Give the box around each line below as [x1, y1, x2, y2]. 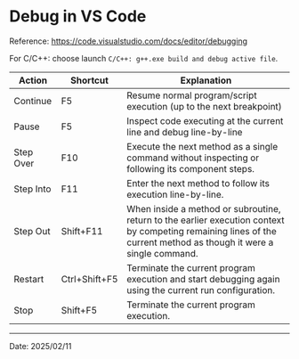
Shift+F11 [61, 224, 103, 237]
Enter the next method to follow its [126, 176, 270, 189]
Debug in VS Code [9, 6, 147, 27]
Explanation [180, 74, 232, 86]
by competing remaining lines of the [126, 224, 278, 237]
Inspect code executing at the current [126, 114, 284, 126]
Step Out [13, 224, 51, 237]
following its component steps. [126, 162, 255, 175]
